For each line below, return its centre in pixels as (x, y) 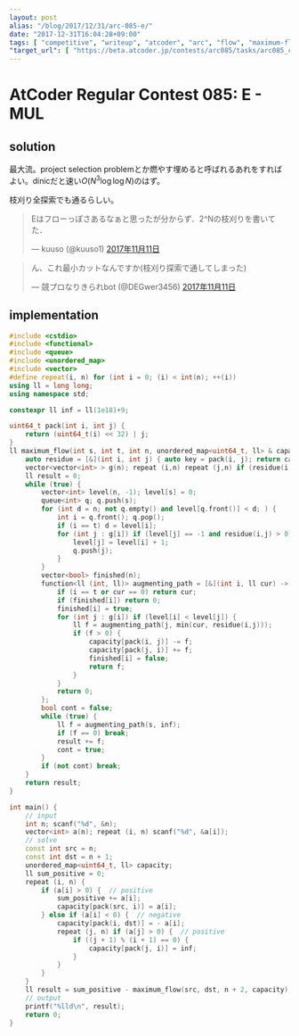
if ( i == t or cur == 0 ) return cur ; (127, 592)
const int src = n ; (61, 849)
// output (44, 998)
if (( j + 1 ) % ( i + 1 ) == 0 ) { (131, 940)
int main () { (33, 807)
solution (32, 147)
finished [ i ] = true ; (95, 609)
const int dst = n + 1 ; (69, 858)
